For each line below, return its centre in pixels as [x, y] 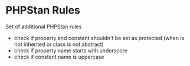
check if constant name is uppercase [59, 57]
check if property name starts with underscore [71, 50]
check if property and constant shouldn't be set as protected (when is [99, 38]
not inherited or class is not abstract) [59, 44]
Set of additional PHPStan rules [44, 27]
